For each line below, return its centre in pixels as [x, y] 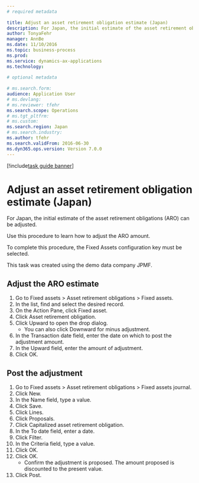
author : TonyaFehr [29, 34]
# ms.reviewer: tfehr [33, 105]
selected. [18, 254]
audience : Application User [41, 94]
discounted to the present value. [63, 469]
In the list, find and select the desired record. [70, 304]
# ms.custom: [23, 122]
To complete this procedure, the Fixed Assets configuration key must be [94, 247]
